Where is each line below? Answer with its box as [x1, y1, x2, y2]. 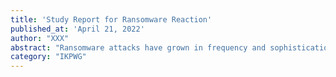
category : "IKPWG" [10, 52, 87, 62]
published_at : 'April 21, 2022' [10, 24, 145, 34]
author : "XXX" [10, 33, 70, 43]
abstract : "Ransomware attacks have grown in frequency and [10, 42, 267, 53]
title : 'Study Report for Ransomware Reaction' [10, 14, 213, 25]
